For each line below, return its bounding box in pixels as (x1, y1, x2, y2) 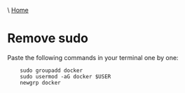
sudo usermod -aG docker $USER (20, 73, 111, 80)
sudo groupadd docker (20, 66, 83, 74)
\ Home (7, 6, 29, 14)
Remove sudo (7, 31, 89, 46)
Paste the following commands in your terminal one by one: (7, 53, 179, 62)
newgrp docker (20, 79, 61, 86)
